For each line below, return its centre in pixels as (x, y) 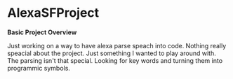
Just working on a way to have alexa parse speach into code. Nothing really (117, 45)
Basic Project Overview (42, 32)
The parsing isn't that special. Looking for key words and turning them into (115, 60)
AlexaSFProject (53, 13)
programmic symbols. (39, 68)
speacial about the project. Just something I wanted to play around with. (112, 53)
